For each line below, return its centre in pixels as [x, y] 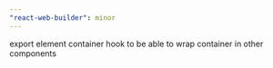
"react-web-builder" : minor [63, 18]
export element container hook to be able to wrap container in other [136, 44]
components [33, 53]
